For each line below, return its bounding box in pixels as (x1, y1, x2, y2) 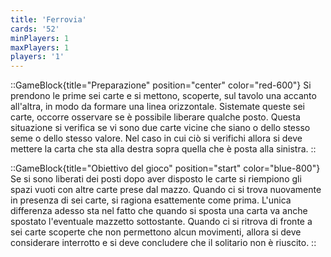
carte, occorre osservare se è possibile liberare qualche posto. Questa (10, 111, 301, 123)
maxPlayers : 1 (10, 42, 70, 53)
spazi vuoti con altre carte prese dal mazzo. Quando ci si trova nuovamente (10, 184, 322, 196)
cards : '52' (10, 24, 60, 34)
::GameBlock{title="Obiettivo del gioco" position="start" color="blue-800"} (10, 162, 321, 175)
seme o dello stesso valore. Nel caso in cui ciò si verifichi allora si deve (10, 132, 303, 145)
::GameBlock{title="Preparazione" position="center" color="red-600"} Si (10, 79, 312, 91)
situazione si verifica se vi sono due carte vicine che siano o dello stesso (10, 122, 311, 134)
